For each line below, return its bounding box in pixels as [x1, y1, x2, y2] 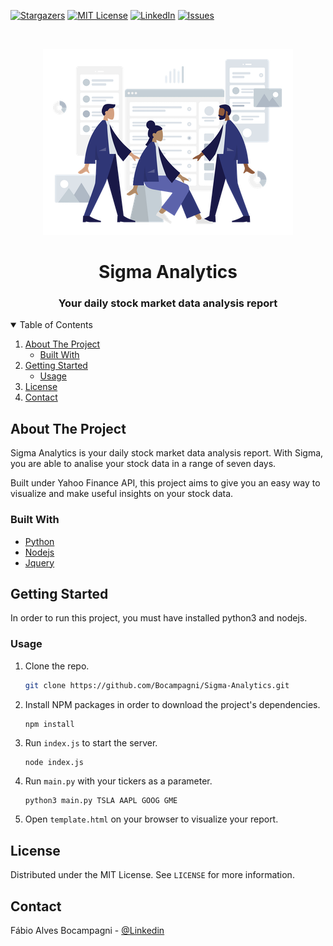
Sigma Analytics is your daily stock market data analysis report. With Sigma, [10, 447, 324, 459]
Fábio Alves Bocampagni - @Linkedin [10, 925, 165, 937]
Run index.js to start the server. [24, 737, 158, 749]
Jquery [24, 556, 55, 569]
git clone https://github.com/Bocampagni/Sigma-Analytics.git [24, 680, 290, 690]
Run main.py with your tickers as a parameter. [24, 775, 213, 787]
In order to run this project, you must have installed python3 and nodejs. [10, 612, 308, 624]
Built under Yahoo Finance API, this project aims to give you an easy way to [10, 477, 321, 489]
